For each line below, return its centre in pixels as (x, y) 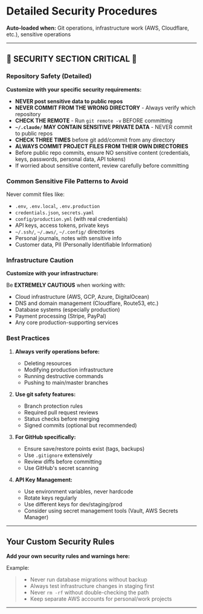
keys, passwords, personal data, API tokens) (70, 159)
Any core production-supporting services (67, 322)
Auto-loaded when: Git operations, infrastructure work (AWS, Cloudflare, (98, 28)
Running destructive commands (64, 376)
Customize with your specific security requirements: (74, 90)
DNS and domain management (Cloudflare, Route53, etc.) (87, 303)
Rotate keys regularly (50, 498)
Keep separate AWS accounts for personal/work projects (101, 599)
